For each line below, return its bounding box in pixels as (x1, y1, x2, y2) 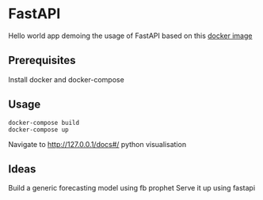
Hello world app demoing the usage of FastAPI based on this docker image (8, 31, 253, 40)
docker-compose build (8, 119, 80, 126)
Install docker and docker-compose (8, 74, 124, 84)
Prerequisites (8, 54, 76, 67)
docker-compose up (8, 126, 69, 134)
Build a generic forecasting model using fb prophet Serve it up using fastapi (8, 183, 256, 193)
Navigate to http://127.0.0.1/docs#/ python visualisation (8, 139, 187, 149)
